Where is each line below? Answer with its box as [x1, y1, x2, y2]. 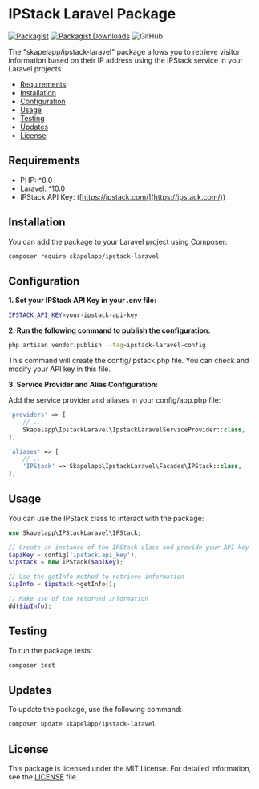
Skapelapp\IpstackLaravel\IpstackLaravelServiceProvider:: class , [22, 426, 246, 434]
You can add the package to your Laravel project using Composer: [8, 237, 228, 246]
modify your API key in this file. [8, 364, 111, 374]
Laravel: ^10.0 [19, 184, 66, 193]
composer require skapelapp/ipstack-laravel [8, 252, 160, 261]
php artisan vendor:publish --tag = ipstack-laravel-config [8, 342, 206, 350]
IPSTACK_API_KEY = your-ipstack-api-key [8, 311, 138, 319]
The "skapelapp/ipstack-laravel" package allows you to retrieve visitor [8, 47, 241, 56]
